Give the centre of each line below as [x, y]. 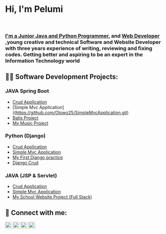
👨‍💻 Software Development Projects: [62, 77]
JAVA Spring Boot [27, 91]
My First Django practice [38, 157]
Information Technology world [43, 61]
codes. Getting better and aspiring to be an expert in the [74, 54]
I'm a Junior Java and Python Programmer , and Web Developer [83, 36]
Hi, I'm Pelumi [34, 9]
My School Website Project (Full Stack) [52, 197]
